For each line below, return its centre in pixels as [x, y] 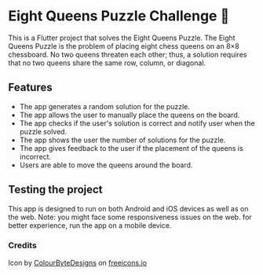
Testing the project [56, 190]
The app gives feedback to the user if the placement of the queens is [131, 148]
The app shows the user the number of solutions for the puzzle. [122, 140]
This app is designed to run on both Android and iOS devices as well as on [128, 208]
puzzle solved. [43, 131]
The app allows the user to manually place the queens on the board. [130, 115]
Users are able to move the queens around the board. [106, 165]
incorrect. [35, 156]
